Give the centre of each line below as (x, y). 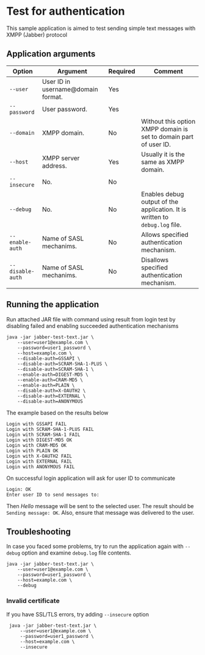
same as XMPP (163, 162)
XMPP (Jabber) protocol (37, 34)
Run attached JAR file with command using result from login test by (91, 319)
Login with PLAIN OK (33, 451)
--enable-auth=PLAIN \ (46, 385)
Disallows (155, 260)
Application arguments (51, 54)
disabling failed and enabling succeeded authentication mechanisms (92, 326)
